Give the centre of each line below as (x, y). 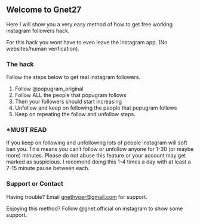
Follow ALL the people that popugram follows (70, 95)
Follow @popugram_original (49, 89)
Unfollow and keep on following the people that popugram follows (96, 108)
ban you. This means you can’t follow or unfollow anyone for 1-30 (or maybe (100, 149)
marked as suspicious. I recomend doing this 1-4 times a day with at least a (99, 162)
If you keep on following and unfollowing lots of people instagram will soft (97, 143)
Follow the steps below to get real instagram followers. (73, 77)
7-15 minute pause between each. (48, 168)
